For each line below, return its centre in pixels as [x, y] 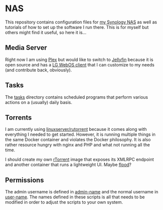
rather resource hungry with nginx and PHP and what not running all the [78, 145]
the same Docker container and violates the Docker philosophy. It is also [78, 140]
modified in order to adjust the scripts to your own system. [64, 202]
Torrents [18, 117]
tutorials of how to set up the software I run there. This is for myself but [77, 27]
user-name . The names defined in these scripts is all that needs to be [75, 197]
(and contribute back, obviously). [38, 70]
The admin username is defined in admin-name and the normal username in [82, 192]
